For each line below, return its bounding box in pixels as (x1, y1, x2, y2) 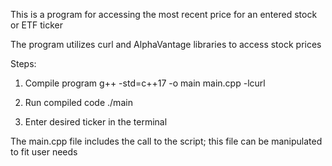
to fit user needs (10, 146, 78, 158)
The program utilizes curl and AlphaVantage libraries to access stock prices (10, 39, 322, 50)
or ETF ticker (10, 19, 64, 31)
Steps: (10, 58, 37, 69)
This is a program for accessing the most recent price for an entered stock (10, 9, 318, 20)
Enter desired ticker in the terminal (24, 116, 168, 128)
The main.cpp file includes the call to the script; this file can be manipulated (10, 135, 323, 147)
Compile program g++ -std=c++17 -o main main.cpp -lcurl (24, 77, 266, 89)
